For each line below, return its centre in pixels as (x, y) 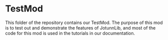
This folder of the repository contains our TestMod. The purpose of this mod (84, 22)
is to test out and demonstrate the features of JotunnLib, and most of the (80, 27)
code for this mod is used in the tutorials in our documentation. (70, 33)
